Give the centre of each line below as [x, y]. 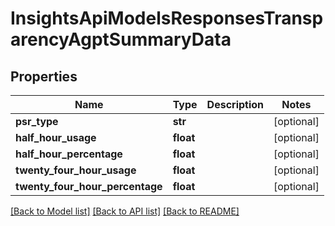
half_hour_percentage [69, 154]
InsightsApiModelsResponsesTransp [167, 18]
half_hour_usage [56, 137]
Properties [44, 76]
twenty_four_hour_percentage [89, 186]
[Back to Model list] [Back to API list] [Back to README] [125, 211]
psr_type [37, 121]
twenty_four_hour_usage [76, 170]
